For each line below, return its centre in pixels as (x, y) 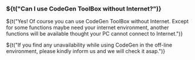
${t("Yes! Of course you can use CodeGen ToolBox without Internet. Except (97, 22)
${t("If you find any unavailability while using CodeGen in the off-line (89, 45)
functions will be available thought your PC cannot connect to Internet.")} (95, 34)
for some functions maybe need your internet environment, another (88, 27)
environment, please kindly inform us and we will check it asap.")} (86, 51)
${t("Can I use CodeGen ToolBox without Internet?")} (84, 9)
